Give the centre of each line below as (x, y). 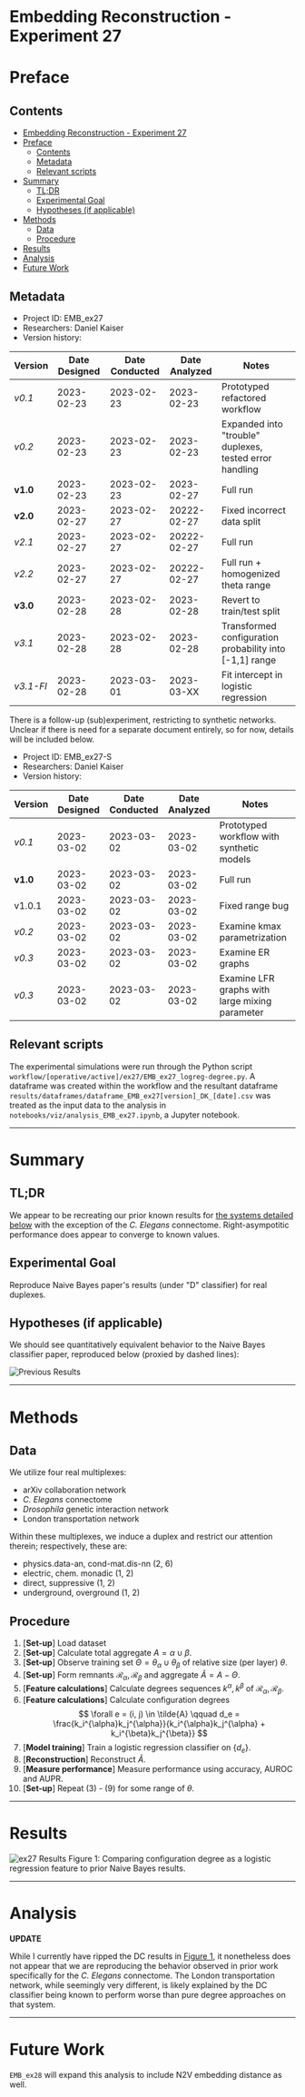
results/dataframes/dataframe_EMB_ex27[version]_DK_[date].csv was (140, 1095)
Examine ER (245, 952)
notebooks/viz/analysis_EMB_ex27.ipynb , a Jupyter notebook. (125, 1115)
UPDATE (25, 1938)
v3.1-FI (31, 686)
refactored (244, 398)
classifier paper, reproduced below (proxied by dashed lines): (124, 1354)
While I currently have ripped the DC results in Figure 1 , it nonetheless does (150, 1956)
